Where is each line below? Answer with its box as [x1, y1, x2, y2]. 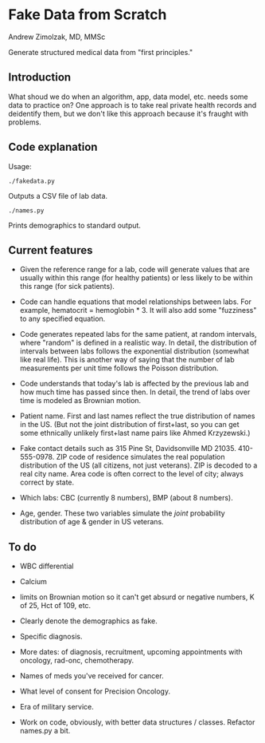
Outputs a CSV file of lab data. [8, 191, 108, 200]
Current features [8, 243, 93, 257]
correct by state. [19, 477, 75, 488]
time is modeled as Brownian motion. [19, 396, 142, 405]
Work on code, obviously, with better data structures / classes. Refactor [19, 717, 255, 727]
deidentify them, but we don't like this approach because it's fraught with [8, 109, 249, 118]
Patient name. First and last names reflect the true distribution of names [19, 411, 255, 421]
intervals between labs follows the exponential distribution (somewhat [19, 346, 249, 356]
